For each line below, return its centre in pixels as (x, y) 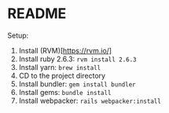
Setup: (18, 35)
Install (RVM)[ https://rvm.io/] (65, 50)
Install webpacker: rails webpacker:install (90, 100)
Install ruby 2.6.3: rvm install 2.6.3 (77, 59)
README (37, 14)
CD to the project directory (62, 75)
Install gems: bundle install (65, 92)
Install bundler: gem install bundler (77, 84)
